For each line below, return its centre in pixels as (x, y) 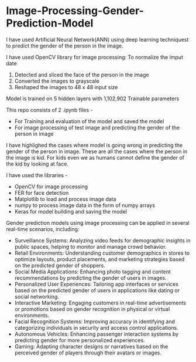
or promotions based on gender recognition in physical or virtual (92, 309)
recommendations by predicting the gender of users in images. (90, 278)
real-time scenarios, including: (43, 229)
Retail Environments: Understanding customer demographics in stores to (102, 253)
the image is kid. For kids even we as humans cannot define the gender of (95, 157)
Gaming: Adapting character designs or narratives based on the (91, 346)
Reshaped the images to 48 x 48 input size (66, 87)
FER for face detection (42, 192)
